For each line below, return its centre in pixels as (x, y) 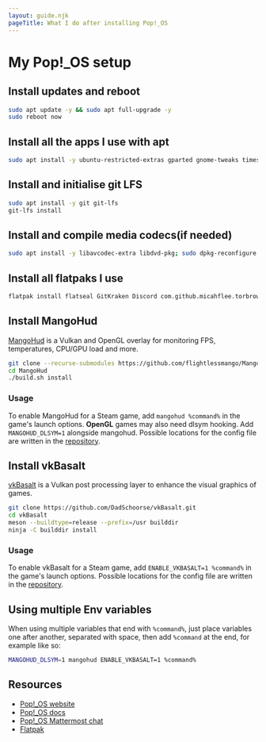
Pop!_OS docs (42, 712)
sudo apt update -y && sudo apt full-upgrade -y (90, 110)
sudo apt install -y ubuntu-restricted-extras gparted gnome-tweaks (123, 160)
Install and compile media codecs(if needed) (120, 235)
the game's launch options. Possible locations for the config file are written (131, 576)
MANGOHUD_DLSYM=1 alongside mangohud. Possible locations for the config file (133, 433)
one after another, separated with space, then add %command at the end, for (129, 637)
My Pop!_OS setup (70, 62)
